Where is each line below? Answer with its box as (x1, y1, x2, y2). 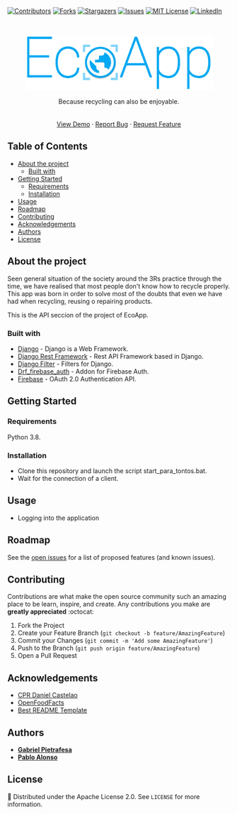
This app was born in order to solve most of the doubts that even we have (7, 289, 223, 298)
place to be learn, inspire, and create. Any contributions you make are (7, 600, 211, 609)
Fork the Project (17, 622, 65, 630)
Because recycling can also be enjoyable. (58, 97, 180, 106)
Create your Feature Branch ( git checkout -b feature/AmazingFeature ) (17, 629, 226, 637)
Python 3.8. (7, 433, 41, 441)
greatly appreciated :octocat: (7, 607, 94, 616)
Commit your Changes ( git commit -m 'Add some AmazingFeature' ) (17, 636, 214, 645)
